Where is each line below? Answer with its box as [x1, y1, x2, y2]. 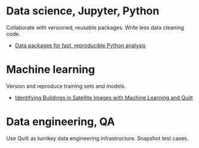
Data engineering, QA [6, 115, 115, 129]
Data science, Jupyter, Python [6, 4, 160, 18]
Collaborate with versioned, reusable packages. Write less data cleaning [6, 24, 184, 31]
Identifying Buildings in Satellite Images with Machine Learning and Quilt [14, 94, 193, 101]
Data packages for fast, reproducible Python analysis [14, 42, 146, 49]
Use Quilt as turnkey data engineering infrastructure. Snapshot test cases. [6, 134, 189, 141]
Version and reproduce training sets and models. [6, 82, 127, 90]
